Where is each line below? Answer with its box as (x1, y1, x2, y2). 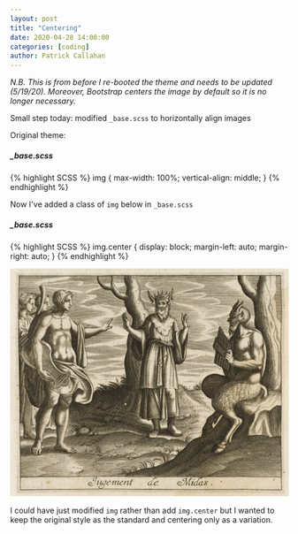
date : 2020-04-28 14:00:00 (10, 33, 110, 42)
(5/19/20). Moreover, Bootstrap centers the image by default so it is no (10, 87, 267, 97)
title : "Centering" (10, 23, 82, 33)
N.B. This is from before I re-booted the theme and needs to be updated (10, 77, 273, 88)
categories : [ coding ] (10, 42, 90, 51)
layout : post (10, 14, 58, 23)
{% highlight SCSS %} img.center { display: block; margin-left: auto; (10, 241, 257, 252)
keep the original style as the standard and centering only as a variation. (10, 514, 273, 525)
